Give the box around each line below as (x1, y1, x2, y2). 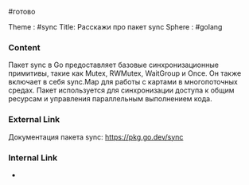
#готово (8, 7, 36, 16)
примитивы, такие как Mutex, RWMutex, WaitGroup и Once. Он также (8, 69, 242, 78)
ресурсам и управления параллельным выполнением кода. (8, 94, 212, 104)
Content (8, 41, 41, 53)
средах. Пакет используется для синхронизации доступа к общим (8, 85, 235, 95)
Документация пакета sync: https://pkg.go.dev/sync (8, 132, 184, 142)
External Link (8, 114, 60, 125)
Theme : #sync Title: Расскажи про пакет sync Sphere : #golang (8, 22, 223, 31)
